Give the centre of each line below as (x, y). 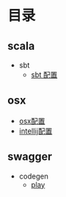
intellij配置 (35, 131)
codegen (33, 176)
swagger (30, 157)
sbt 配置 (44, 75)
